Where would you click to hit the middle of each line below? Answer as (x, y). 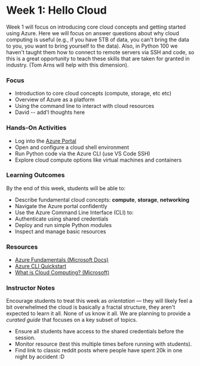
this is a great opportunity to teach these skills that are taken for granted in (98, 58)
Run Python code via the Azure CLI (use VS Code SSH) (82, 153)
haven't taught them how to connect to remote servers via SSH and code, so (100, 52)
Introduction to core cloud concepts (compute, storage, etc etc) (93, 94)
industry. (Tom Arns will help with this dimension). (67, 65)
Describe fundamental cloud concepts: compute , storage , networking (102, 200)
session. (25, 338)
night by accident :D (39, 357)
